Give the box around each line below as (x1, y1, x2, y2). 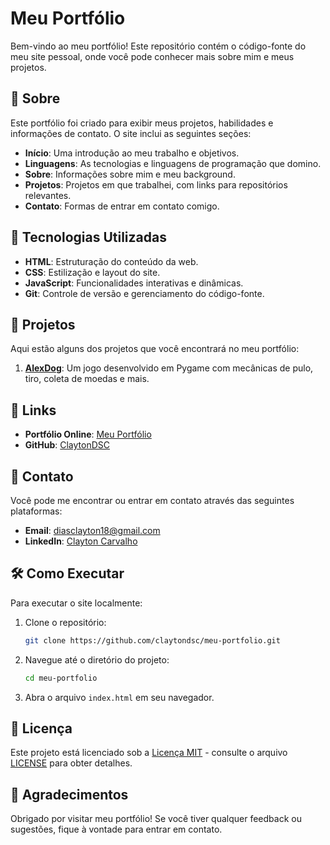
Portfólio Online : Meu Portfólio (24, 428, 152, 441)
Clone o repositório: (24, 616, 107, 628)
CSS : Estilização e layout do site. (24, 266, 161, 278)
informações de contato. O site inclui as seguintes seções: (10, 127, 252, 139)
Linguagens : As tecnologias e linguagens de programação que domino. (24, 157, 322, 169)
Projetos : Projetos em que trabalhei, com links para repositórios (24, 178, 288, 191)
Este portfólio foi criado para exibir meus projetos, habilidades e (10, 117, 274, 129)
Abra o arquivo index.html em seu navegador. (24, 691, 215, 703)
